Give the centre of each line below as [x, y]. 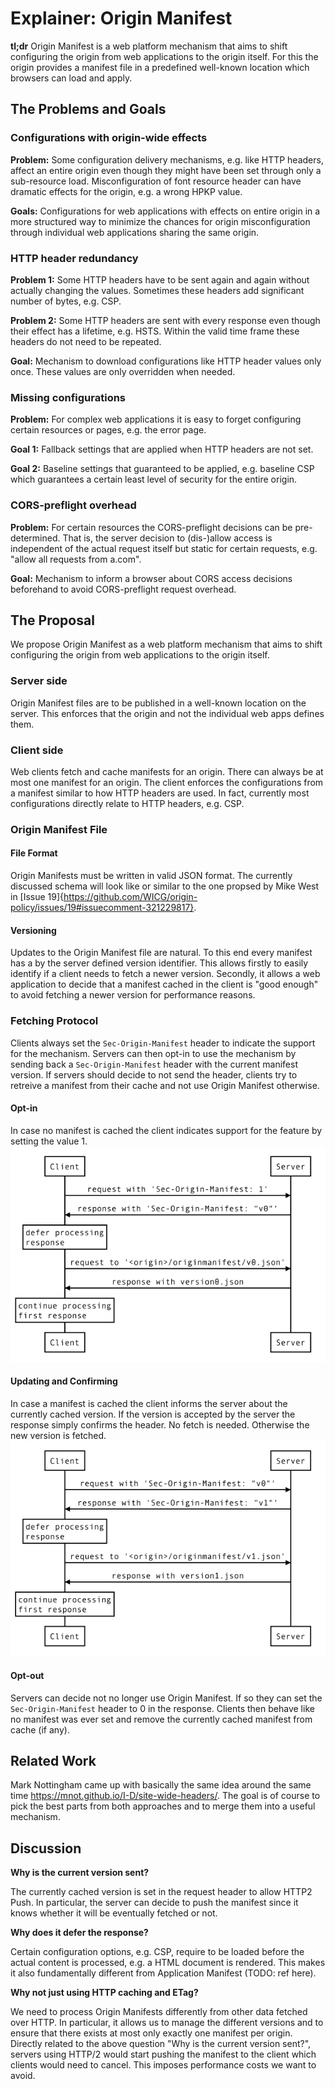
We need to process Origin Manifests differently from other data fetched [159, 2012]
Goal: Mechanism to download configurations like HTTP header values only [166, 361]
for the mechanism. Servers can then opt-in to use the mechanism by [153, 1053]
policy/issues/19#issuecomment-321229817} [102, 908]
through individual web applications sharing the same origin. [135, 232]
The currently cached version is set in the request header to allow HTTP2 [161, 1892]
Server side [39, 681]
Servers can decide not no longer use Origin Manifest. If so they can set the [166, 1698]
